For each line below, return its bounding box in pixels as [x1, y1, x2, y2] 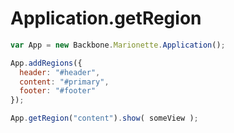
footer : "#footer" [19, 86, 97, 96]
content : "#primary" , [19, 77, 110, 87]
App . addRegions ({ [10, 58, 83, 68]
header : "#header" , [19, 67, 101, 77]
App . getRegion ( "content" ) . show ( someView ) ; [10, 113, 199, 124]
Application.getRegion [10, 7, 202, 30]
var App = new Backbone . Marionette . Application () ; [10, 40, 226, 50]
